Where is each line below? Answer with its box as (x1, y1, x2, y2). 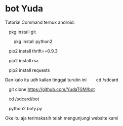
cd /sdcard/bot (8, 96, 40, 102)
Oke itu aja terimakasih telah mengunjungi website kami (5, 115, 119, 121)
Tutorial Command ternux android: (5, 19, 75, 25)
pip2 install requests (8, 67, 50, 73)
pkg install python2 (13, 38, 53, 44)
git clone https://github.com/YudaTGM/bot (8, 86, 95, 92)
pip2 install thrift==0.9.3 (8, 48, 58, 54)
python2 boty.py (8, 105, 42, 111)
